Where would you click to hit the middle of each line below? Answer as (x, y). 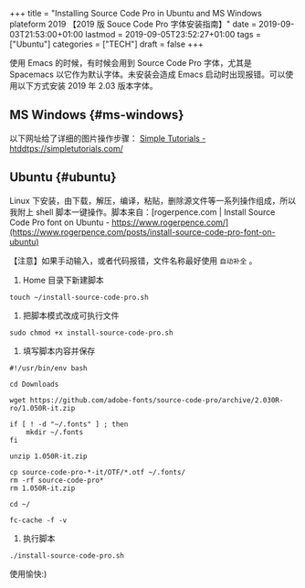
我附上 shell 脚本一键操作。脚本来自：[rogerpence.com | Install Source (142, 212)
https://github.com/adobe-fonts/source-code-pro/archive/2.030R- (157, 400)
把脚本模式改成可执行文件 (71, 315)
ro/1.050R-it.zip (42, 408)
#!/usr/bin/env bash (49, 368)
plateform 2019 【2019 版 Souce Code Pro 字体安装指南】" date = (133, 24)
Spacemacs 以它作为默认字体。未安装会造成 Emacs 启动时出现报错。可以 (147, 74)
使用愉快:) (28, 573)
